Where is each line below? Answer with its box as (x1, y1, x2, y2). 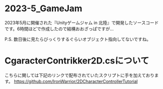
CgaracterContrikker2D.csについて (4, 55, 149, 67)
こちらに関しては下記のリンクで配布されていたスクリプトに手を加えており (4, 72, 155, 78)
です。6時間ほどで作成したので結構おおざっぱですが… (4, 25, 114, 32)
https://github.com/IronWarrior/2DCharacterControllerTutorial (14, 78, 138, 84)
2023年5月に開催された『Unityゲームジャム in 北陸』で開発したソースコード (4, 20, 159, 25)
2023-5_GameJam (4, 3, 82, 14)
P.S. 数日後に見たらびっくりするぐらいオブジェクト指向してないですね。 (4, 36, 151, 42)
